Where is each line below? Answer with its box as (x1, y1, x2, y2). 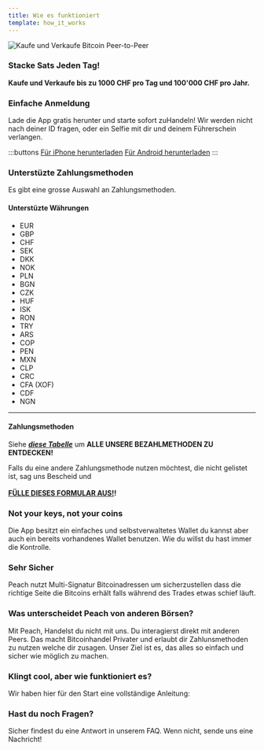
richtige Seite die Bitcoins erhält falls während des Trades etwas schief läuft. (8, 588, 256, 598)
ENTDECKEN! (8, 447, 53, 457)
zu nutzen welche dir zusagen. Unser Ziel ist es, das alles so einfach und (8, 643, 244, 652)
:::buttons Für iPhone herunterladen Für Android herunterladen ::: (8, 147, 218, 158)
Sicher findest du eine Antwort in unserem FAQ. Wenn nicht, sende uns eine (8, 726, 254, 736)
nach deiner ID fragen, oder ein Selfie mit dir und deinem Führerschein (8, 124, 236, 134)
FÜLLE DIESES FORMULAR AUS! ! (8, 488, 117, 497)
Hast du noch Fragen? (8, 708, 94, 719)
